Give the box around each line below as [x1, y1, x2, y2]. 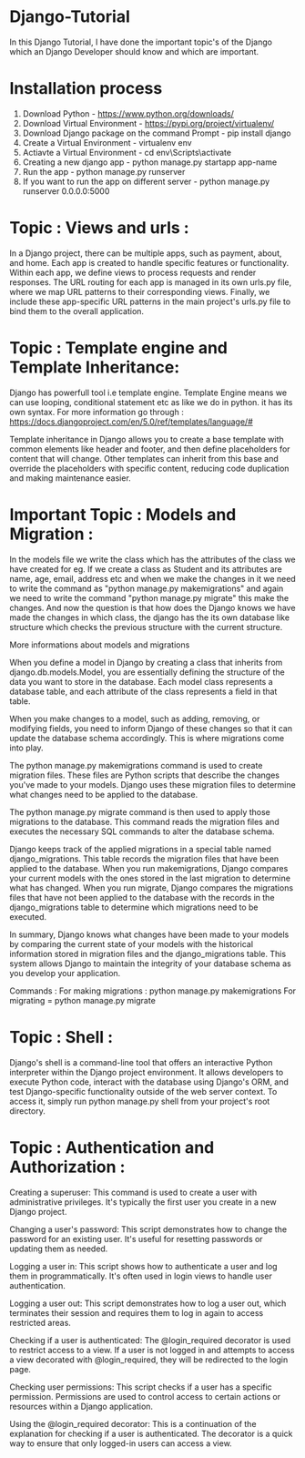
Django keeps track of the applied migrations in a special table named [9, 843, 271, 854]
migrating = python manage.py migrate [9, 994, 157, 1005]
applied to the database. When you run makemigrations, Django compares [9, 862, 289, 873]
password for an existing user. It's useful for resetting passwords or [9, 1233, 263, 1244]
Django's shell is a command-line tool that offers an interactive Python [9, 1056, 273, 1067]
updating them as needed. [9, 1243, 108, 1254]
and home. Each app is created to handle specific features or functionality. [9, 257, 290, 268]
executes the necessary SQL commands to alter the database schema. [9, 826, 275, 837]
